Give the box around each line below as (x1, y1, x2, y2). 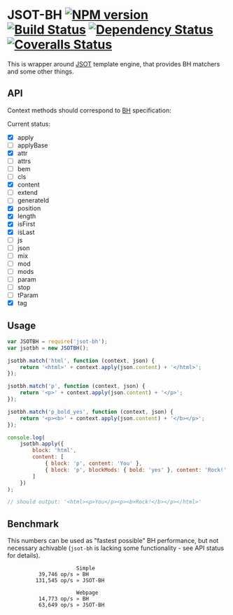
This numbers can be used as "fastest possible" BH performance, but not (7, 537, 219, 545)
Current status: (7, 120, 51, 128)
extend (17, 189, 38, 197)
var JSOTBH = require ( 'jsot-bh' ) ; (7, 338, 108, 345)
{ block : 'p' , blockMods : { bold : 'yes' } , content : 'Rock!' (44, 466, 227, 473)
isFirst (17, 220, 36, 229)
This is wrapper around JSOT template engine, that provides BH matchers (7, 59, 220, 68)
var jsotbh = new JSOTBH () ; (7, 345, 90, 352)
